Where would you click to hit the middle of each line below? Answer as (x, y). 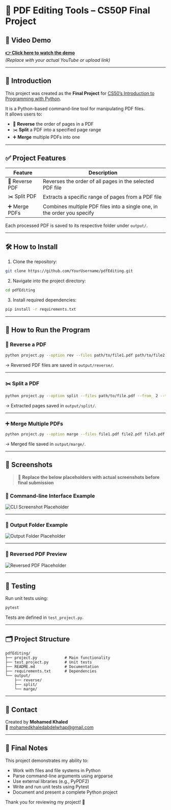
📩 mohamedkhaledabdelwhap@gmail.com (50, 727)
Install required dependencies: (45, 300)
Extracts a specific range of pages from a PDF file (102, 197)
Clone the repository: (35, 262)
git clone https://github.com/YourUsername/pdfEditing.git (69, 271)
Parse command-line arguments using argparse (63, 776)
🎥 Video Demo (28, 40)
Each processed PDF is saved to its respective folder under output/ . (77, 225)
